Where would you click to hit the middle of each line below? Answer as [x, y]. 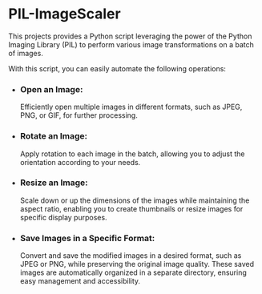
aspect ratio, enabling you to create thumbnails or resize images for [131, 208]
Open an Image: [51, 89]
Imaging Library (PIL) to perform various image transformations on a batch [131, 44]
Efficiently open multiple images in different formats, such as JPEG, [131, 107]
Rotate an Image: [54, 136]
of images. [26, 53]
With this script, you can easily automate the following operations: [117, 68]
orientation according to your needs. [80, 162]
